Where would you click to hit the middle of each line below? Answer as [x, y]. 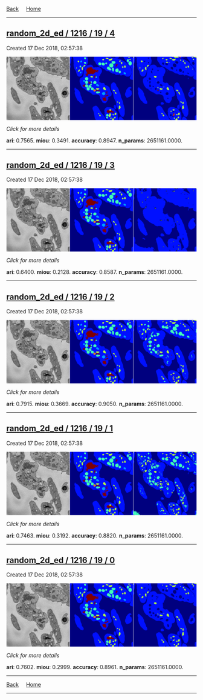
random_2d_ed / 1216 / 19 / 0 [61, 560]
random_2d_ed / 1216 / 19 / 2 [60, 297]
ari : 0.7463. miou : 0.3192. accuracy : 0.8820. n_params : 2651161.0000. [95, 535]
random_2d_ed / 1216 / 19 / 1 [60, 429]
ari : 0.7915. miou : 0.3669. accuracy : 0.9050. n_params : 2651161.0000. [95, 404]
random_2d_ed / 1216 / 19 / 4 [61, 34]
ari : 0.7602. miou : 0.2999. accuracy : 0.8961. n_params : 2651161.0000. [95, 667]
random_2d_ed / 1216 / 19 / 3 [60, 165]
